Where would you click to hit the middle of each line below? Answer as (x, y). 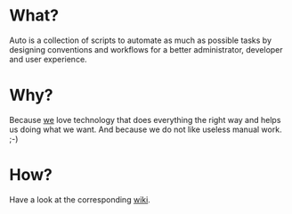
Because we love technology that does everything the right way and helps (145, 119)
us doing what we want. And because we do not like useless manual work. (146, 129)
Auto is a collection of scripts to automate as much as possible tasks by (141, 40)
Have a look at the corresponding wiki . (80, 199)
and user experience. (48, 59)
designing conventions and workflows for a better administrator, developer (146, 49)
